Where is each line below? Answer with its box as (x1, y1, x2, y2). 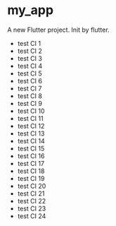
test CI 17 (17, 159, 44, 167)
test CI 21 (17, 189, 45, 198)
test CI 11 (17, 114, 44, 122)
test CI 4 (17, 61, 43, 70)
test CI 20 (17, 182, 46, 190)
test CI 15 (17, 144, 45, 153)
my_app (7, 2, 54, 18)
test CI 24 (17, 211, 46, 220)
